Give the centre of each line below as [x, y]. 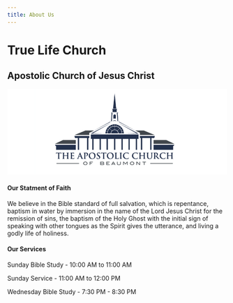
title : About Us [31, 15]
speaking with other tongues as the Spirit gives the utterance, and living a [113, 226]
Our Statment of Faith [39, 188]
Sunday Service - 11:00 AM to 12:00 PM [64, 279]
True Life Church [57, 50]
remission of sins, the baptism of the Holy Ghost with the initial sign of [108, 218]
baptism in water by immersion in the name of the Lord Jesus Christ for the [115, 211]
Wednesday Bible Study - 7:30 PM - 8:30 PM [72, 292]
